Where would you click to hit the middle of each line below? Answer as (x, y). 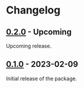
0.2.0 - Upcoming (39, 32)
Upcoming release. (29, 46)
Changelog (33, 10)
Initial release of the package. (42, 78)
